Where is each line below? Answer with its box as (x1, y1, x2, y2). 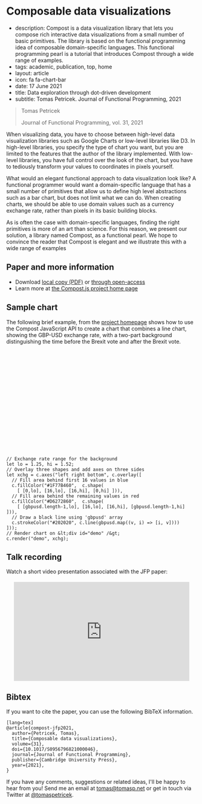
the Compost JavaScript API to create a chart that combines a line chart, (6, 325, 187, 332)
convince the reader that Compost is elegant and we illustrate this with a (6, 238, 186, 245)
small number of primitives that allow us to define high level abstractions (6, 187, 187, 195)
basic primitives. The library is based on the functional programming (15, 37, 186, 44)
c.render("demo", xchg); (6, 536, 69, 542)
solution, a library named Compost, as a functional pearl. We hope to (6, 231, 177, 239)
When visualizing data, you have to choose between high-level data (6, 131, 175, 138)
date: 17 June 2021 (15, 82, 62, 89)
